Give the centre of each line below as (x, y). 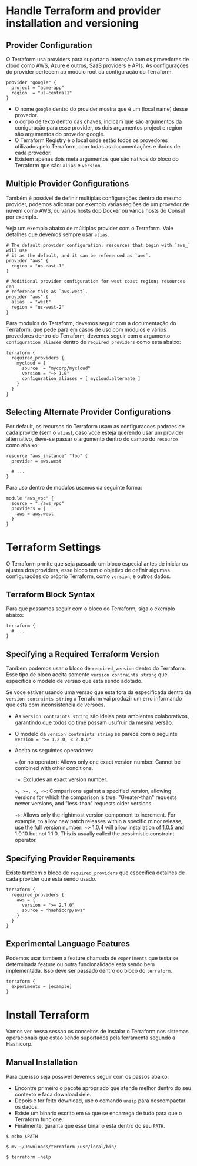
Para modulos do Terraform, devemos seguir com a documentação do (91, 323)
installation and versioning (73, 23)
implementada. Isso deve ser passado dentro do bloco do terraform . (89, 970)
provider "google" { (31, 82)
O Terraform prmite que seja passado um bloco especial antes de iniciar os (97, 563)
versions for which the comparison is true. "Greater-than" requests (96, 797)
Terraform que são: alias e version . (58, 165)
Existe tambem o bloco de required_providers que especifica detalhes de (96, 873)
